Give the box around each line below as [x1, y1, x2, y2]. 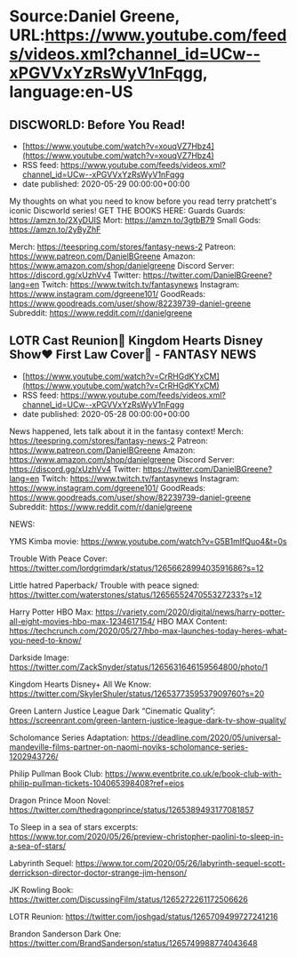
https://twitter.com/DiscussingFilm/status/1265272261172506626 [9, 894, 249, 905]
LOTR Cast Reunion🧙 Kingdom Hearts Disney [9, 334, 264, 349]
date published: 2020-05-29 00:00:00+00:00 [21, 179, 190, 189]
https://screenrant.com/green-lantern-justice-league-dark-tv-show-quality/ [9, 714, 287, 726]
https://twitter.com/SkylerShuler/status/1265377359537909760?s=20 [9, 688, 265, 699]
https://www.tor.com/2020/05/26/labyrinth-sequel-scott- [75, 857, 286, 868]
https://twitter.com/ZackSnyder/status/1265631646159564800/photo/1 [9, 661, 269, 672]
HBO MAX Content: [157, 615, 229, 626]
